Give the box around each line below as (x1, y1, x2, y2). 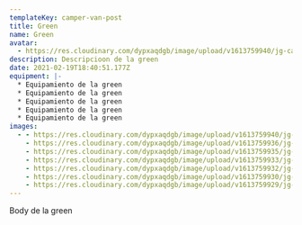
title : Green (9, 22, 58, 31)
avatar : (9, 38, 39, 48)
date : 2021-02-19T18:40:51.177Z (9, 64, 130, 73)
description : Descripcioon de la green (9, 55, 159, 64)
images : (9, 122, 39, 131)
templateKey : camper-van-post (9, 13, 123, 22)
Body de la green (9, 205, 74, 216)
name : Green (9, 30, 54, 39)
